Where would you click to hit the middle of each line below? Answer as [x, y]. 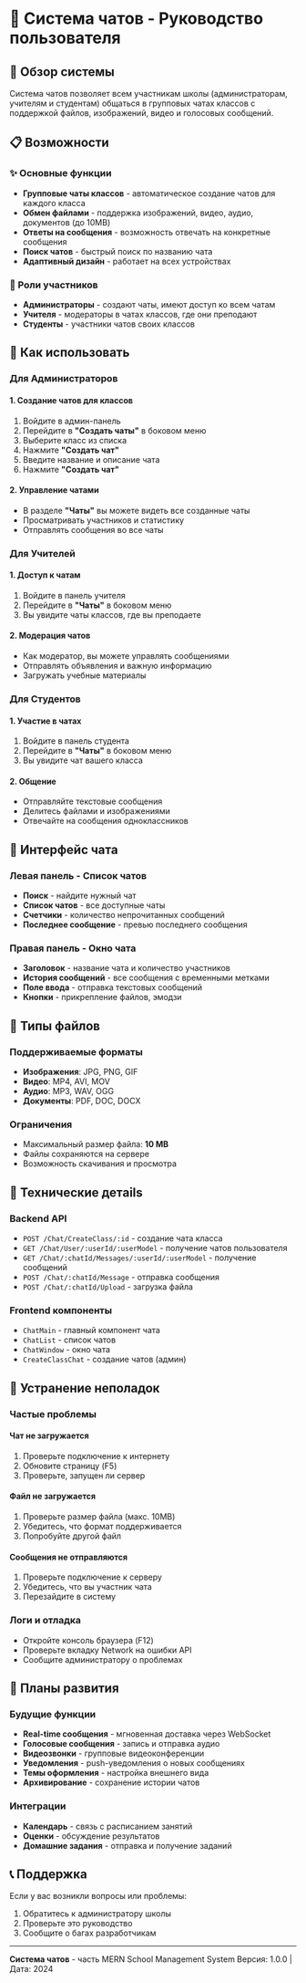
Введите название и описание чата [91, 459]
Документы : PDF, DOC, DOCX [82, 1101]
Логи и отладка [46, 1621]
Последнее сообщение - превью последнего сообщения [135, 924]
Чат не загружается [49, 1435]
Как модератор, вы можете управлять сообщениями [126, 656]
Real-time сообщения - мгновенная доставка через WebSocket [147, 1734]
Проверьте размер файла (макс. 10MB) [99, 1517]
